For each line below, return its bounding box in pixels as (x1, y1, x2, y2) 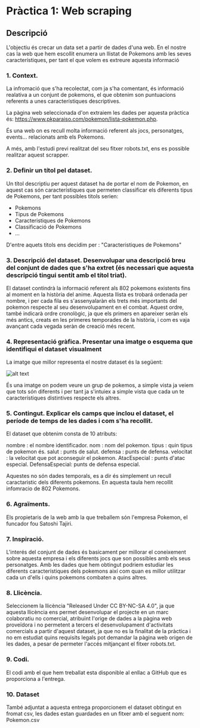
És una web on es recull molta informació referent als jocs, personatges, (6, 127, 184, 134)
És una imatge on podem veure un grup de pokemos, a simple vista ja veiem (6, 382, 194, 389)
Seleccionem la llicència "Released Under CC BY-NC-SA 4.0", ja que (6, 602, 175, 610)
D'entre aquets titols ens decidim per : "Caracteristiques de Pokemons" (6, 241, 182, 248)
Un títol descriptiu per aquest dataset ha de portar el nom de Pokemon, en (6, 180, 189, 187)
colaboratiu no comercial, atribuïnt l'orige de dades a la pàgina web (6, 615, 172, 622)
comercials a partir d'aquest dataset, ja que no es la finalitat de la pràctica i (6, 628, 191, 635)
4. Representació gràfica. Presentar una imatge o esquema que (6, 337, 193, 346)
